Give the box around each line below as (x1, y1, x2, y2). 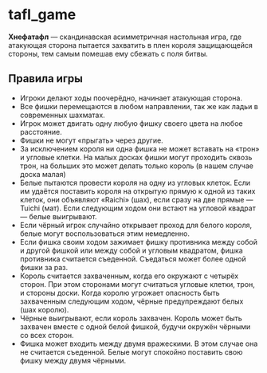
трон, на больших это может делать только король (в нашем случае (19, 161, 253, 171)
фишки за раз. (19, 262, 69, 272)
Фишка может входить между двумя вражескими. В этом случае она (19, 339, 258, 348)
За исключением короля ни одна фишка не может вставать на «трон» (19, 143, 260, 153)
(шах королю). (19, 304, 69, 314)
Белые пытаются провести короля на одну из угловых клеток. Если (19, 178, 251, 187)
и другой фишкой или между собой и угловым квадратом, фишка (19, 245, 243, 255)
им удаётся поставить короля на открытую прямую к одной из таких (19, 186, 256, 196)
